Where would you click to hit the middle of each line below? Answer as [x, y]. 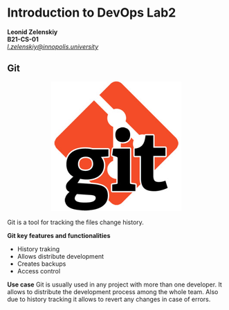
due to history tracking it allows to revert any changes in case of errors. [109, 299]
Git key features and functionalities [59, 235]
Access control [39, 271]
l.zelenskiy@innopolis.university [53, 46]
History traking [38, 249]
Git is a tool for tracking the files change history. [75, 222]
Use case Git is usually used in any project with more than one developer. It [115, 284]
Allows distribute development [61, 256]
